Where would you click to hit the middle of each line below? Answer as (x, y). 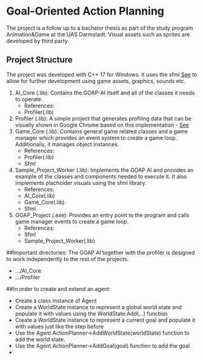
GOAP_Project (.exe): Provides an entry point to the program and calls (102, 215)
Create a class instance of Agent (56, 301)
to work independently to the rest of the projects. (68, 259)
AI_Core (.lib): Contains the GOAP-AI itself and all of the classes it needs (105, 93)
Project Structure (39, 60)
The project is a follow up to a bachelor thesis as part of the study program (100, 28)
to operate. (29, 99)
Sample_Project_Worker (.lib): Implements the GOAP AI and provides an (104, 170)
